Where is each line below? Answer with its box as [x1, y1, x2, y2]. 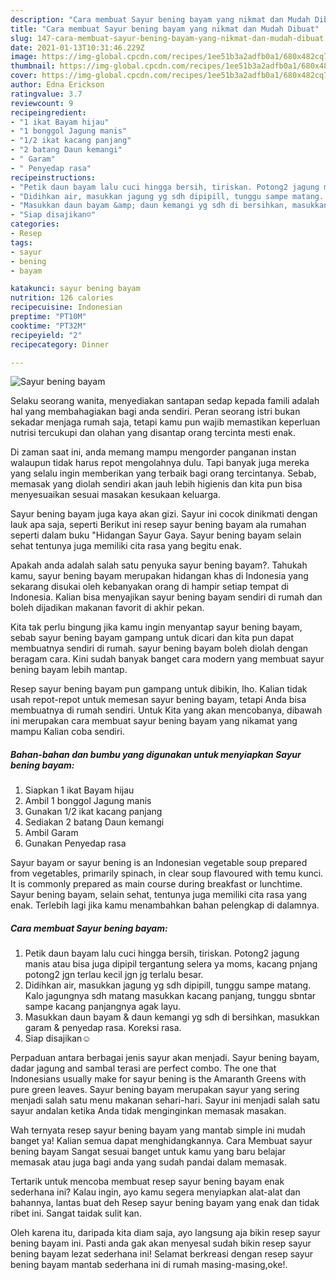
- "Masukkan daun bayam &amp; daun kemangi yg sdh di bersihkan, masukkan [10, 201, 329, 211]
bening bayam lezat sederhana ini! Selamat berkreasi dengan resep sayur [10, 1248, 314, 1260]
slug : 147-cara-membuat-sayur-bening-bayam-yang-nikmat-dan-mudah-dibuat [10, 33, 325, 43]
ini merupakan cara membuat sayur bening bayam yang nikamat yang [10, 715, 298, 727]
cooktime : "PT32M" [10, 321, 87, 331]
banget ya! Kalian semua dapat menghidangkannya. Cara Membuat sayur [10, 1135, 313, 1147]
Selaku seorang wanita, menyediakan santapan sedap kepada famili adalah [10, 395, 320, 407]
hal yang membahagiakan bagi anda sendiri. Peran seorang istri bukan [10, 406, 301, 418]
